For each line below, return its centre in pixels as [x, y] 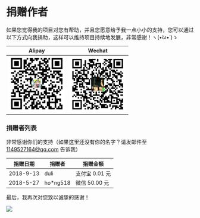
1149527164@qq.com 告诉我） [44, 150]
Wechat [98, 50]
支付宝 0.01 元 [93, 173]
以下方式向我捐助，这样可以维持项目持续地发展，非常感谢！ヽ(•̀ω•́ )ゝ [92, 37]
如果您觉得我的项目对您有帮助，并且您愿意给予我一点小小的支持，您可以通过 [100, 30]
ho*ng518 [57, 182]
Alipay [37, 50]
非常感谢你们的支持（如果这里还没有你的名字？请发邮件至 [76, 142]
